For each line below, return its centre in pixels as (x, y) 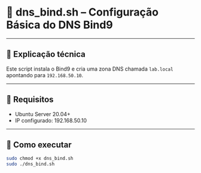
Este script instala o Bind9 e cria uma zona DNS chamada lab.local (90, 69)
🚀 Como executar (39, 145)
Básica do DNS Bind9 (60, 25)
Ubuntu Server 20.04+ (42, 114)
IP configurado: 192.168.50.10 (51, 120)
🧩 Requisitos (30, 100)
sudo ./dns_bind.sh (31, 164)
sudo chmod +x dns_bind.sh (40, 159)
